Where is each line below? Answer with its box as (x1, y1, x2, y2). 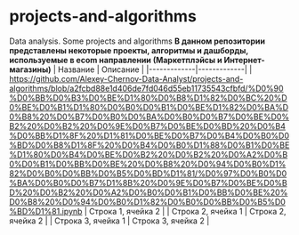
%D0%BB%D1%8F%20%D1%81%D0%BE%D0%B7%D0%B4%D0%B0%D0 (9, 130, 289, 141)
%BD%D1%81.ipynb (9, 206, 83, 216)
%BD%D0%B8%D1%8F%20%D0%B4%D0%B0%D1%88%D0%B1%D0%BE (9, 140, 290, 150)
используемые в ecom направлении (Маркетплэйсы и (9, 54, 222, 65)
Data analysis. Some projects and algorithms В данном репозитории (9, 36, 265, 46)
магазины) (9, 64, 52, 75)
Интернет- (223, 54, 265, 65)
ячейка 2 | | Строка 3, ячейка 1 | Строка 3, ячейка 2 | (9, 215, 210, 226)
